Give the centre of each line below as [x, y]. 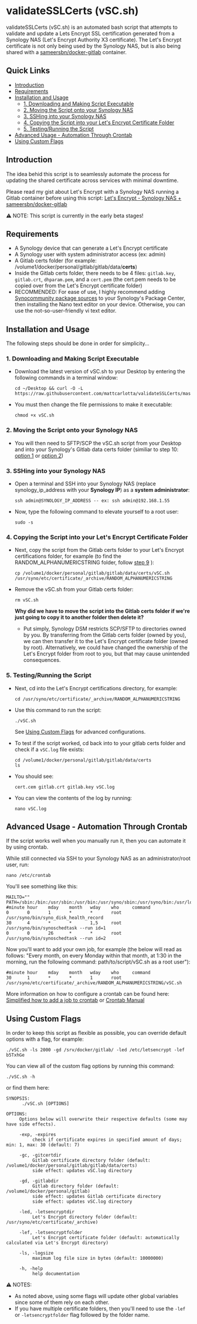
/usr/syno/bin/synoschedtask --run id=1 [56, 928]
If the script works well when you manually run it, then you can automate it [96, 841]
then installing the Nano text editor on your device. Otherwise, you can [100, 304]
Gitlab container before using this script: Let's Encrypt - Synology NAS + [94, 198]
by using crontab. [27, 847]
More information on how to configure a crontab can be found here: [88, 994]
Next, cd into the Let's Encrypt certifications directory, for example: [96, 688]
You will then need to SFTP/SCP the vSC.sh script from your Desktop [98, 443]
